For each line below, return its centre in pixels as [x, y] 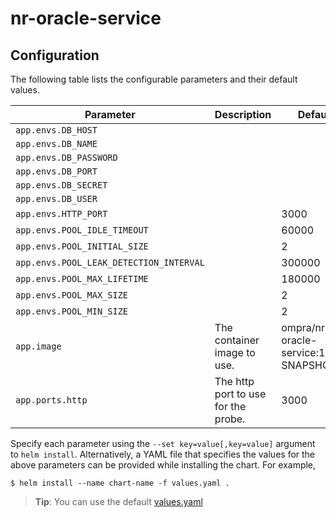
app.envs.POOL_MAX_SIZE [72, 295]
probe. [230, 419]
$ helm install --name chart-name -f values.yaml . [120, 483]
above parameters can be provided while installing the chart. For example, [163, 465]
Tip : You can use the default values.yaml [118, 501]
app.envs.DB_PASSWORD [66, 157]
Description [243, 114]
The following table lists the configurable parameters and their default [154, 79]
